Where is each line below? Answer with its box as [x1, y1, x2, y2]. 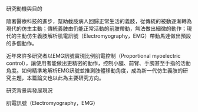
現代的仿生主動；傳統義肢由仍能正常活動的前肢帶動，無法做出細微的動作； [6, 25, 187, 32]
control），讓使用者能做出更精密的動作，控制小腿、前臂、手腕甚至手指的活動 [6, 60, 192, 67]
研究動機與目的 [6, 5, 42, 12]
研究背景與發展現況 [6, 87, 53, 94]
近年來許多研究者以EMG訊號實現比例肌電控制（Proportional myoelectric [6, 52, 181, 59]
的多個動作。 [6, 40, 37, 47]
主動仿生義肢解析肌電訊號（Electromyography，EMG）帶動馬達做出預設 [16, 32, 192, 39]
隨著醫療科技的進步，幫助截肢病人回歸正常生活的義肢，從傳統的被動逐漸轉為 [6, 18, 192, 25]
